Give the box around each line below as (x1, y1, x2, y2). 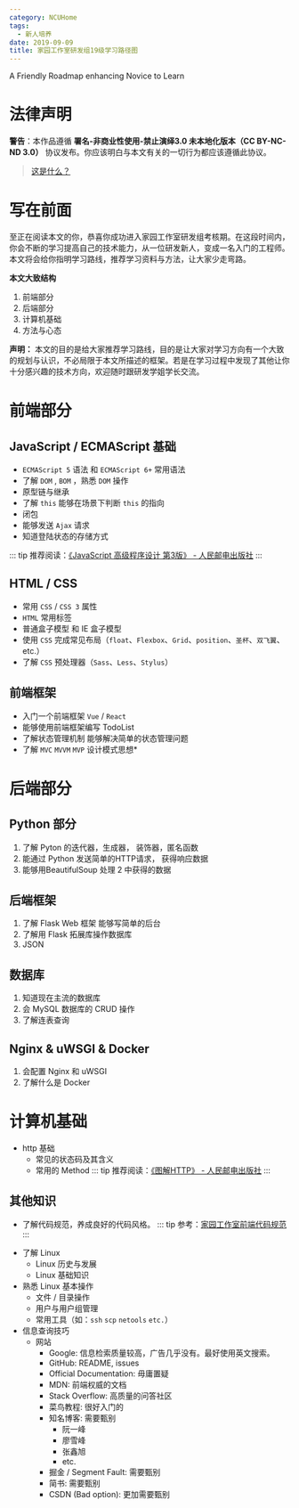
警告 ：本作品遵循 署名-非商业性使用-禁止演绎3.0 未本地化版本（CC (9, 135, 255, 147)
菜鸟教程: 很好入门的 (48, 1401, 125, 1412)
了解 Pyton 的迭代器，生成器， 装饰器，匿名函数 (21, 842, 198, 852)
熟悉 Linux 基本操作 (21, 1280, 94, 1292)
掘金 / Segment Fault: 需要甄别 (48, 1466, 161, 1477)
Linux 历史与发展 (35, 1258, 98, 1269)
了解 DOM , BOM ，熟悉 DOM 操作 (21, 476, 129, 485)
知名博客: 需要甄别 (48, 1413, 117, 1423)
